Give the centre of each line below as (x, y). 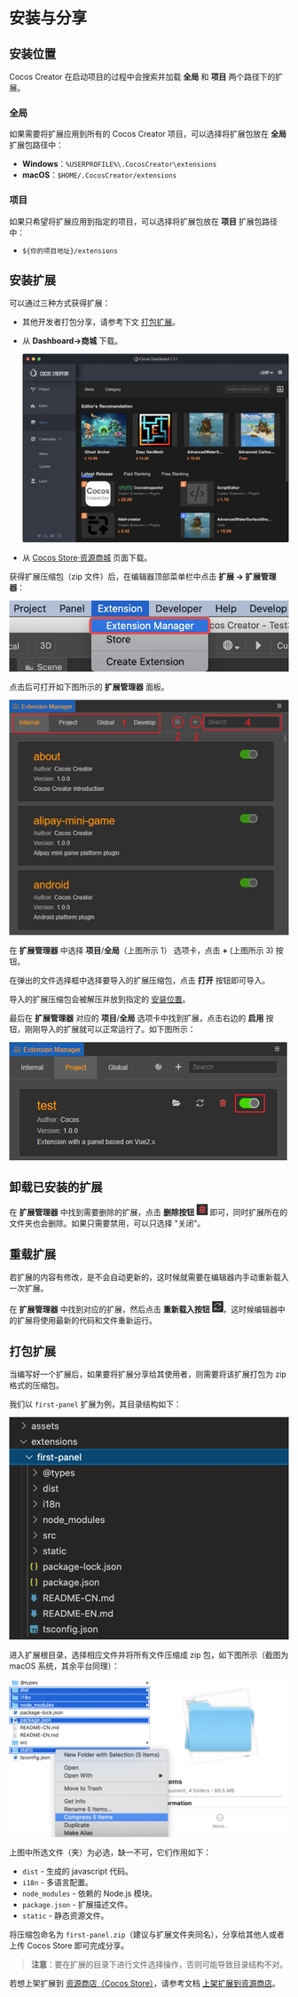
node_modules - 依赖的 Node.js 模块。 (90, 1893)
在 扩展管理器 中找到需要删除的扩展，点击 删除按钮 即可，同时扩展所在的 (149, 1212)
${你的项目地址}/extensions (70, 251)
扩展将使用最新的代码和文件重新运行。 (86, 1321)
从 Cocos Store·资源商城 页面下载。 (87, 558)
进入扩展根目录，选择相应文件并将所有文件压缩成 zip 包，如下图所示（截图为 (149, 1655)
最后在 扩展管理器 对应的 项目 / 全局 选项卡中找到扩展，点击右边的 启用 (137, 1018)
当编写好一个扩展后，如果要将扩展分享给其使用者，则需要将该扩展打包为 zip (148, 1374)
